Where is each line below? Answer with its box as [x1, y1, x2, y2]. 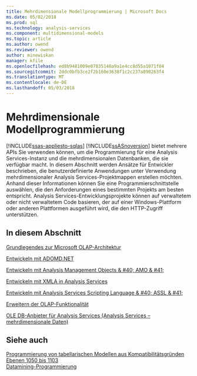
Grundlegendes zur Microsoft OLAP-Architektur [6, 243, 122, 250]
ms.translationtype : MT [6, 74, 65, 80]
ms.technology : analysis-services [6, 25, 91, 31]
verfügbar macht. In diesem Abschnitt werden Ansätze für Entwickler [6, 161, 173, 168]
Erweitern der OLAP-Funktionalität [6, 300, 89, 307]
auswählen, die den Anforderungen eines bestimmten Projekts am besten [6, 186, 184, 193]
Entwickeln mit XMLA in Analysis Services [6, 277, 108, 285]
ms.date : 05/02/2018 [6, 14, 57, 20]
